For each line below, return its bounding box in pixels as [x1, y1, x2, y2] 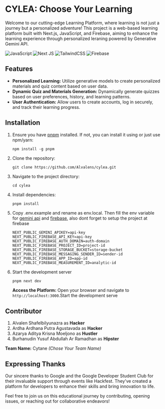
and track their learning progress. [12, 104, 80, 110]
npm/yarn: [12, 137, 33, 143]
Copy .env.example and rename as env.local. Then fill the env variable [12, 210, 155, 216]
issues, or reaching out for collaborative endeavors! [5, 398, 110, 404]
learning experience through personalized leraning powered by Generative [5, 36, 157, 42]
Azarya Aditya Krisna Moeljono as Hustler [12, 330, 98, 337]
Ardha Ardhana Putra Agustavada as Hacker [12, 325, 102, 331]
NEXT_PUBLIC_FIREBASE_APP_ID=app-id [12, 256, 88, 261]
